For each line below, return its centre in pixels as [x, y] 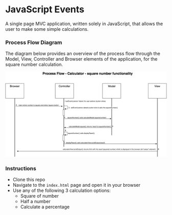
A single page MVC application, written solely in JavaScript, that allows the [84, 24]
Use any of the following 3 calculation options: [62, 190]
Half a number [35, 202]
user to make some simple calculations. [47, 29]
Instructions [21, 168]
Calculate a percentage [45, 207]
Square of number [39, 196]
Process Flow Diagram [34, 42]
